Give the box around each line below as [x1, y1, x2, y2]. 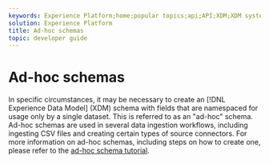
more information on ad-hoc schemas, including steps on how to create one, [8, 137, 261, 147]
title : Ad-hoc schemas [8, 26, 84, 34]
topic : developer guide [8, 34, 88, 42]
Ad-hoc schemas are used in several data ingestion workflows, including [8, 121, 248, 130]
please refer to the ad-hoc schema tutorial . [8, 145, 150, 156]
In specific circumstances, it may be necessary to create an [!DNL [8, 95, 226, 105]
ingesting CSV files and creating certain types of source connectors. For [8, 129, 247, 138]
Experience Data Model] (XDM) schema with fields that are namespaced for [8, 103, 259, 113]
